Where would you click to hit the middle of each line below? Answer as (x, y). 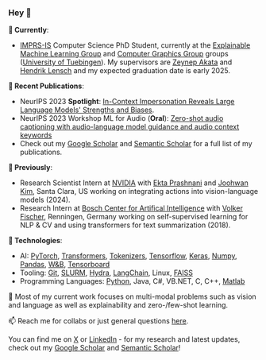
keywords (36, 135)
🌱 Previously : (31, 168)
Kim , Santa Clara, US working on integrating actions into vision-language (139, 192)
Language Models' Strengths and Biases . (87, 110)
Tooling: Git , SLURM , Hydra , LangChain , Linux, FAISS (106, 273)
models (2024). (45, 200)
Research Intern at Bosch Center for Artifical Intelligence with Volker (131, 208)
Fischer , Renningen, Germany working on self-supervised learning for (134, 217)
